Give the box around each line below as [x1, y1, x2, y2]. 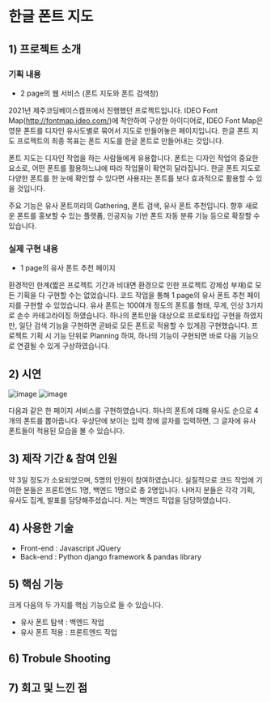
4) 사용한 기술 [8, 521, 74, 535]
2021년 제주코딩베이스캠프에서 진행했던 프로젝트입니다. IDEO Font [8, 105, 218, 115]
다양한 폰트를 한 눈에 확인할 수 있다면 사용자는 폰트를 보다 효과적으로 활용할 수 [8, 173, 255, 183]
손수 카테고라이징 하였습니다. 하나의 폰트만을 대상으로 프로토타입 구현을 [16, 311, 242, 321]
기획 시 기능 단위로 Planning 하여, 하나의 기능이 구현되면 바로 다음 [29, 331, 238, 341]
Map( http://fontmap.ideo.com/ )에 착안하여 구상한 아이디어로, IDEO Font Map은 [8, 115, 264, 126]
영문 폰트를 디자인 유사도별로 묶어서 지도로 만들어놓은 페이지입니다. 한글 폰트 [8, 126, 251, 135]
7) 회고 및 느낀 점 [8, 681, 87, 695]
